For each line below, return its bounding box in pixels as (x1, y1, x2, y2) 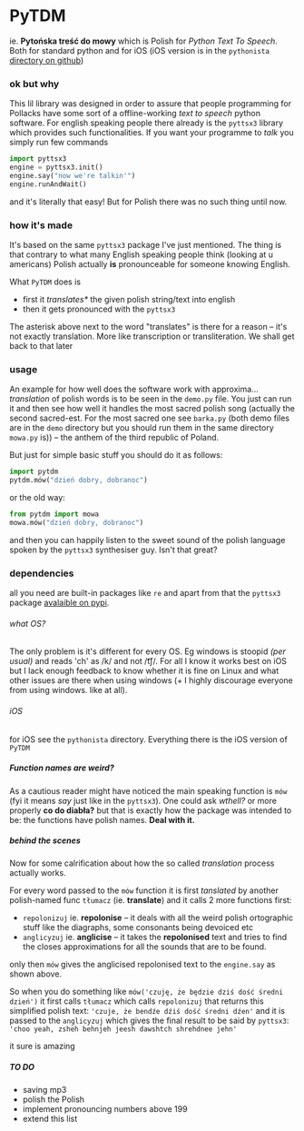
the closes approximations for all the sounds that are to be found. (22, 941, 267, 952)
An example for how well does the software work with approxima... (9, 383, 259, 395)
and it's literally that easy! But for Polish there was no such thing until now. (9, 196, 288, 207)
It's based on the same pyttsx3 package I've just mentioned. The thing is (9, 240, 282, 251)
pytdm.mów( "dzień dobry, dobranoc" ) (9, 476, 148, 485)
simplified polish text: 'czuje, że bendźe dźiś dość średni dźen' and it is (9, 1006, 286, 1017)
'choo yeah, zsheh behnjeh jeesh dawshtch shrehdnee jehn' (9, 1025, 238, 1034)
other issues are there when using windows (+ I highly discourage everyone (9, 675, 293, 686)
